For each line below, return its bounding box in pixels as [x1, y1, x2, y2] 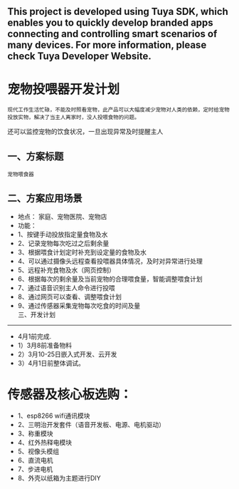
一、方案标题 [7, 150, 64, 163]
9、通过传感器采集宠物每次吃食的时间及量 [17, 301, 141, 309]
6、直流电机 [17, 455, 53, 464]
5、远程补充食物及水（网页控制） [17, 265, 116, 274]
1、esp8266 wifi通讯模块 [17, 411, 90, 420]
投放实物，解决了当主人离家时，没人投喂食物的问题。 [7, 114, 140, 121]
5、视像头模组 [17, 447, 60, 455]
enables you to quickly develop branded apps [7, 17, 213, 29]
